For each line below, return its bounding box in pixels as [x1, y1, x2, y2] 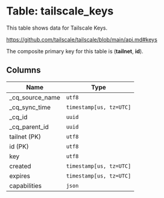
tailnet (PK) [9, 132, 41, 141]
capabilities [9, 181, 42, 190]
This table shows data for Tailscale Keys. [6, 24, 108, 31]
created [9, 162, 31, 170]
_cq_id [9, 113, 28, 121]
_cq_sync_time [9, 103, 51, 111]
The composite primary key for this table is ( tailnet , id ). [6, 47, 143, 55]
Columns [6, 65, 41, 75]
